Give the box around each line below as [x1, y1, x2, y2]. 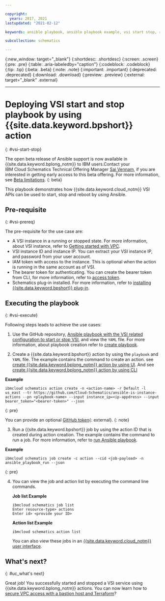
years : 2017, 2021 [9, 16, 48, 21]
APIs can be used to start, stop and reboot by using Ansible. [5, 192, 127, 198]
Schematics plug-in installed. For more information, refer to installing [12, 280, 151, 286]
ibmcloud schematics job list [12, 502, 75, 508]
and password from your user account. [12, 254, 91, 259]
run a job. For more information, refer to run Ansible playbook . [12, 437, 138, 443]
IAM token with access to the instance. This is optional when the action [12, 258, 156, 264]
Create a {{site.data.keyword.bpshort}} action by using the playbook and [12, 351, 159, 357]
